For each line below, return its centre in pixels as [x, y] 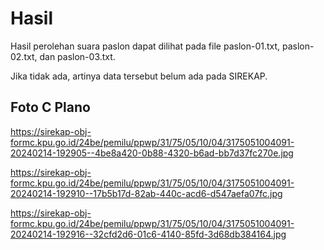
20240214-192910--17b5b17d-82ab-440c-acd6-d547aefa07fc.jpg [146, 193]
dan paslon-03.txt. [77, 56]
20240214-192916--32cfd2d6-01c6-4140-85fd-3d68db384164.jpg [148, 234]
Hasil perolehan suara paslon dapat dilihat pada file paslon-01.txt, [145, 46]
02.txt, [24, 56]
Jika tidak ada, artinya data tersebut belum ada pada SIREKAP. [139, 76]
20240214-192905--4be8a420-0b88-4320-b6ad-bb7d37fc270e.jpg [152, 153]
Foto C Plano [50, 107]
